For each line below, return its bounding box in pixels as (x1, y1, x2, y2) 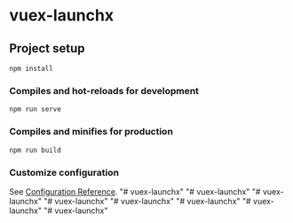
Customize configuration (9, 166, 120, 179)
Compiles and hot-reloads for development (9, 84, 200, 97)
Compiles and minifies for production (9, 125, 173, 138)
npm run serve (9, 105, 62, 114)
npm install (9, 64, 53, 73)
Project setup (9, 41, 86, 56)
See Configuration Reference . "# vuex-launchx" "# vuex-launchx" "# (9, 186, 261, 196)
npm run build (9, 146, 62, 155)
